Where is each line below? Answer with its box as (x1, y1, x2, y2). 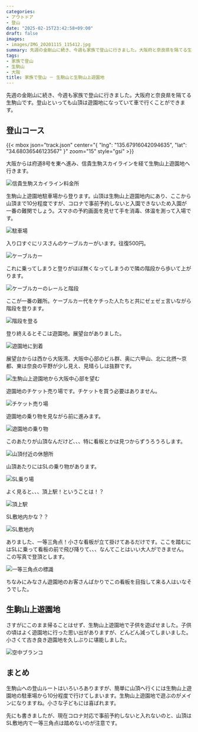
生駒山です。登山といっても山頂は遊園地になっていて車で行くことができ (6, 99, 181, 106)
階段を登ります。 (6, 305, 47, 312)
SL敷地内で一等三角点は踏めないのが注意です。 (6, 719, 121, 726)
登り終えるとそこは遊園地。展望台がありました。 (6, 329, 125, 337)
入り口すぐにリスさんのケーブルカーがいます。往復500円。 (6, 239, 149, 247)
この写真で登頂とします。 (6, 553, 68, 560)
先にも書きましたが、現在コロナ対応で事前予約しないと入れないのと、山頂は (6, 712, 192, 719)
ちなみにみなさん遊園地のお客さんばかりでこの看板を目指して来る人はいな (6, 578, 187, 585)
